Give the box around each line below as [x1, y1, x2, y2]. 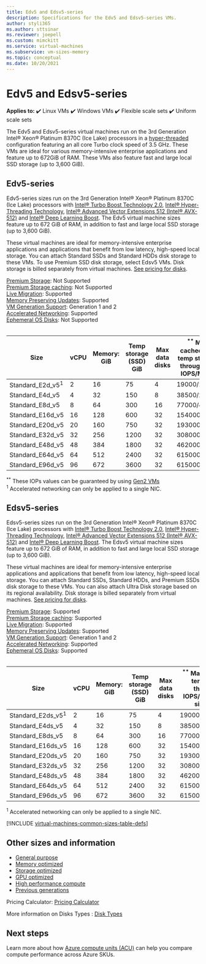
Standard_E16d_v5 [9, 410, 64, 419]
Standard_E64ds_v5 [9, 781, 67, 790]
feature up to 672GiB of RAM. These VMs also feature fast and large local [6, 154, 192, 161]
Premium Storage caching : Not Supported [6, 283, 112, 291]
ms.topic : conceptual [6, 55, 62, 61]
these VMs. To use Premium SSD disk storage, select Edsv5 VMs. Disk [6, 259, 185, 266]
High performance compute [15, 880, 86, 887]
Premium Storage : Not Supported [6, 277, 91, 285]
